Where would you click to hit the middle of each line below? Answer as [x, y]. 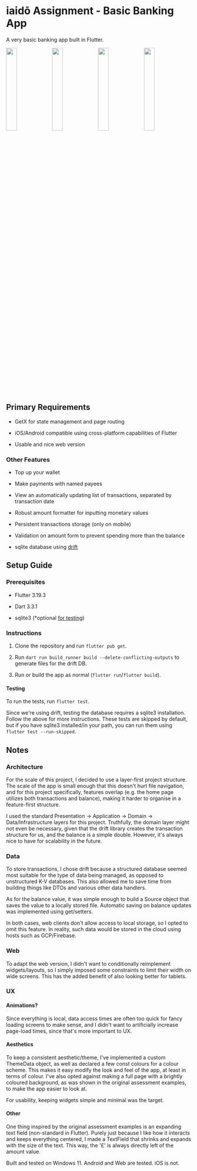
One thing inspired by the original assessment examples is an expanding [94, 1127]
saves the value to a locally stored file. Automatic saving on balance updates [99, 905]
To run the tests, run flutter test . [48, 702]
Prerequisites [26, 582]
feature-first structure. [33, 805]
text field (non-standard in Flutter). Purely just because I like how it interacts [98, 1133]
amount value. [24, 1152]
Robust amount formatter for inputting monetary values [81, 513]
